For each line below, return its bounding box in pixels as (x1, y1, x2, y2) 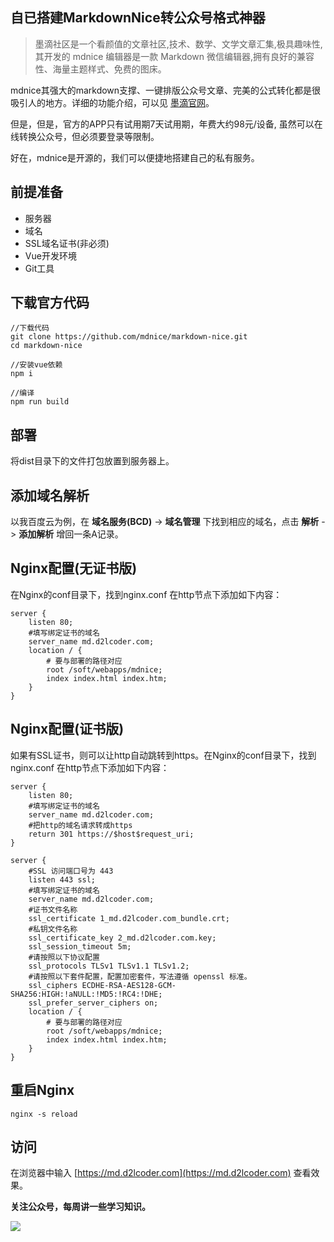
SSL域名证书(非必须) (24, 237, 110, 249)
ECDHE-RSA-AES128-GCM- (81, 980, 177, 990)
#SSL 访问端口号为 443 (28, 866, 114, 876)
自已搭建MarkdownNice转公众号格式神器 (10, 9, 266, 27)
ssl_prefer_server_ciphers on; (28, 998, 159, 1008)
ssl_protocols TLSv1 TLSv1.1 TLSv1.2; (28, 961, 190, 971)
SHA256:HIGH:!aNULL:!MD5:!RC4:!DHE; (10, 989, 163, 999)
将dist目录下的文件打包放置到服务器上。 (10, 455, 175, 467)
